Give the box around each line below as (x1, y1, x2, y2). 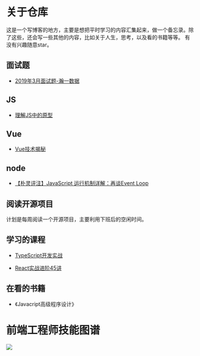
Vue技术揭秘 (14, 145, 46, 152)
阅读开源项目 (6, 199, 54, 209)
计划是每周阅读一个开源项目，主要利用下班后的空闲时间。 (6, 216, 147, 223)
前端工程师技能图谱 (6, 323, 101, 337)
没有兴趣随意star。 (6, 41, 52, 48)
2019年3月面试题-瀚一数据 (14, 77, 80, 84)
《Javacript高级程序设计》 (14, 300, 77, 307)
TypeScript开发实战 (14, 251, 63, 259)
